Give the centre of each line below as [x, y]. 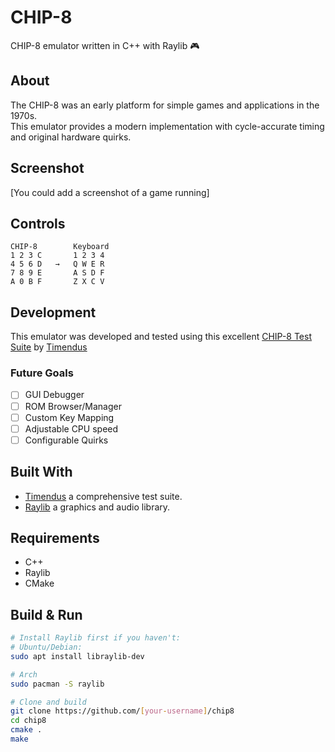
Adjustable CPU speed [71, 428]
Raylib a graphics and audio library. [97, 507]
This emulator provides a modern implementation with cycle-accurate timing [167, 126]
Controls [38, 223]
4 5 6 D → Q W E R [57, 264]
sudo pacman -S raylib [57, 684]
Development [53, 312]
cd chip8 [28, 721]
